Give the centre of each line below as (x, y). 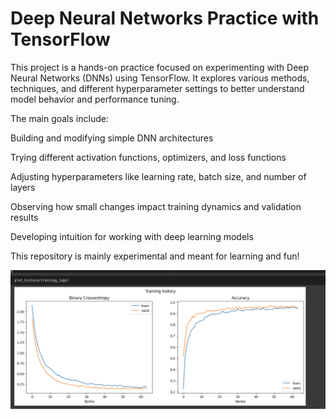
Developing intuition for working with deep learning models (132, 236)
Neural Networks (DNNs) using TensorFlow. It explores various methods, (160, 78)
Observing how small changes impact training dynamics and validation (156, 206)
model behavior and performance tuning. (95, 99)
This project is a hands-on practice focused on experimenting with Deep (160, 67)
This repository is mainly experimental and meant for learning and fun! (155, 256)
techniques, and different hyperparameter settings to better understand (157, 88)
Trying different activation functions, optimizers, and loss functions (148, 157)
